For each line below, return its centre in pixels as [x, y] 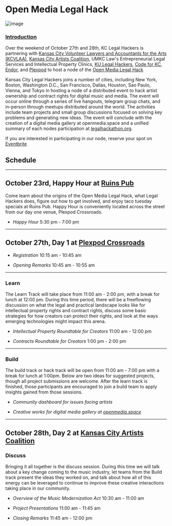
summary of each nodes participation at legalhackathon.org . [69, 128]
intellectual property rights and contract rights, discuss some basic [76, 310]
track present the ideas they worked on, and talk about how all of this [78, 477]
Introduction [21, 37]
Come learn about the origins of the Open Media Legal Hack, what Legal [82, 195]
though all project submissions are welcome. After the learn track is [77, 381]
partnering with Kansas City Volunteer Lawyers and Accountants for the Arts [86, 53]
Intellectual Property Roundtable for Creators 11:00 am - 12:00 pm [82, 331]
